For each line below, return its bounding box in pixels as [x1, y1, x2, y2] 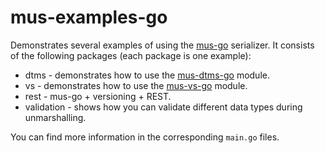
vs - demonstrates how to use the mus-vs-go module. [24, 79, 248, 91]
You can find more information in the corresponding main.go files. [10, 131, 280, 143]
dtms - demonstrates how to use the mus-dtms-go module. [24, 69, 270, 81]
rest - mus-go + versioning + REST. [24, 90, 172, 102]
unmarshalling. [24, 111, 87, 123]
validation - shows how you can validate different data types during [24, 101, 303, 113]
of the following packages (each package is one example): [10, 49, 252, 61]
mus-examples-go [10, 6, 168, 29]
